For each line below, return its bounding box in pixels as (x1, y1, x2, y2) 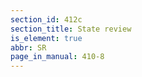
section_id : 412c (10, 14, 83, 25)
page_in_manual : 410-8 (10, 52, 105, 62)
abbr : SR (10, 42, 47, 53)
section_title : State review (10, 24, 132, 34)
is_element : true (10, 33, 83, 43)
